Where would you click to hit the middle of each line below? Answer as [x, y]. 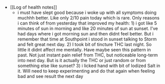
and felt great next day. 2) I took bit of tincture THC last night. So [85, 44]
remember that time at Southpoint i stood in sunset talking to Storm [87, 39]
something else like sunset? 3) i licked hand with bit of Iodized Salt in [89, 65]
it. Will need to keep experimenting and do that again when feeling [86, 71]
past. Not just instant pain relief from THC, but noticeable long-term [88, 55]
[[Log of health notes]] [33, 7]
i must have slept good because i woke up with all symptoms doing [87, 12]
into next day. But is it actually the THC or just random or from [81, 60]
